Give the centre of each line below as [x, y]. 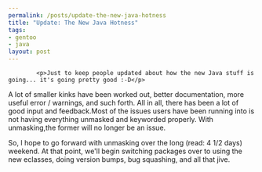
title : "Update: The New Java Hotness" [73, 23]
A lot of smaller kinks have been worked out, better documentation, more [126, 94]
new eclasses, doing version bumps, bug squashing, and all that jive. [119, 159]
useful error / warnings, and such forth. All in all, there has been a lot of [124, 103]
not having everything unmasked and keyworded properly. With [111, 119]
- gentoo [22, 37]
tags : [17, 30]
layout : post [29, 52]
